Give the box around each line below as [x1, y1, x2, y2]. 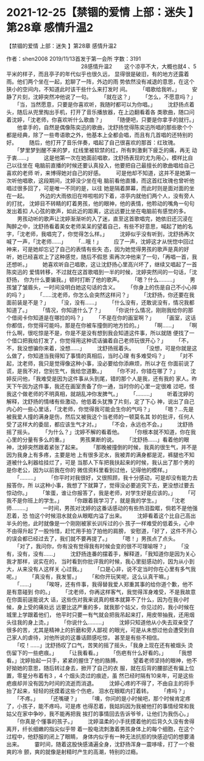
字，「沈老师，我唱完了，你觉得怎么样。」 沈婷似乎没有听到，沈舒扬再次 [6, 230, 195, 238]
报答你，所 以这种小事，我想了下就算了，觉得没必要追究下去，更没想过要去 [6, 481, 195, 489]
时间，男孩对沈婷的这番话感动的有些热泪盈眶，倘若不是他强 [48, 504, 198, 512]
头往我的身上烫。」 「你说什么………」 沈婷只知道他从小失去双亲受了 [6, 618, 194, 626]
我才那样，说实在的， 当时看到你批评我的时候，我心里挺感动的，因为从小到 [6, 557, 195, 565]
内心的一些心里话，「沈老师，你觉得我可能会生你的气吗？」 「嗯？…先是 [6, 405, 194, 412]
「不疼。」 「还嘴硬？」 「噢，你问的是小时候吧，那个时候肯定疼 [16, 695, 191, 702]
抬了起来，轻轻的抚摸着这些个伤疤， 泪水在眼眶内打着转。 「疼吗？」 [6, 687, 188, 695]
